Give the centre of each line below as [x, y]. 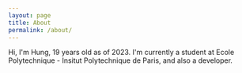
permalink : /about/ [40, 30]
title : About [30, 23]
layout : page [30, 15]
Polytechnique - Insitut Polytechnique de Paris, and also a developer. [121, 60]
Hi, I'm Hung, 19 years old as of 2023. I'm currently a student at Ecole [121, 53]
